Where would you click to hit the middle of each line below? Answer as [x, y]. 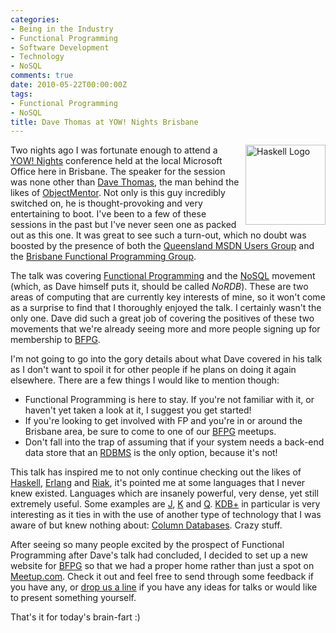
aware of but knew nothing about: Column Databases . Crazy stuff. [146, 525]
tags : [21, 94]
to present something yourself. [73, 598]
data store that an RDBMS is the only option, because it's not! [151, 453]
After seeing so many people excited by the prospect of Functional [147, 545]
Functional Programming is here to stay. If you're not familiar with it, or [169, 400]
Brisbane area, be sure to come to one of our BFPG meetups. [150, 432]
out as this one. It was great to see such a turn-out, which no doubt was [158, 235]
